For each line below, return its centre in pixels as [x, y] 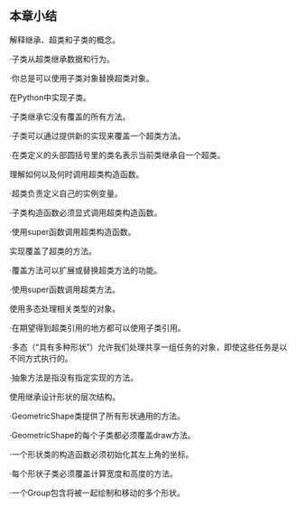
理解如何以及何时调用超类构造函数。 [77, 174]
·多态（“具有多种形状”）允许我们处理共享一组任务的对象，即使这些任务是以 [148, 347]
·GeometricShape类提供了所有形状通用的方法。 [97, 416]
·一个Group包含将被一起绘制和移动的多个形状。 [97, 493]
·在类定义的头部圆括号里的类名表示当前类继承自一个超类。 [117, 155]
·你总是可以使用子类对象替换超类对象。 [82, 78]
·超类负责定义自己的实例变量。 [66, 193]
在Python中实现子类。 [51, 97]
